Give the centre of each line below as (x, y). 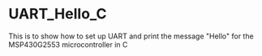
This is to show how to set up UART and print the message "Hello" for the (131, 36)
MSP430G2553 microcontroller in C (68, 44)
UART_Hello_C (58, 14)
